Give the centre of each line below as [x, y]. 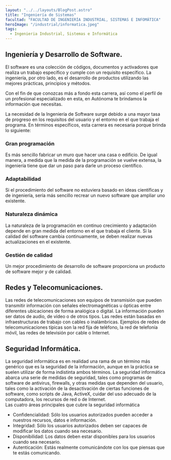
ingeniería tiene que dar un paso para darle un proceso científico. [74, 166]
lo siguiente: [18, 130]
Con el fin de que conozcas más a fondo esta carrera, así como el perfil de [84, 93]
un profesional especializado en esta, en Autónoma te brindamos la [76, 98]
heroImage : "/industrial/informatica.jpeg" [52, 24]
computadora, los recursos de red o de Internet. [56, 399]
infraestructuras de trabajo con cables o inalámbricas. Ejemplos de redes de [86, 322]
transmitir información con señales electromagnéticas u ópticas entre [78, 305]
